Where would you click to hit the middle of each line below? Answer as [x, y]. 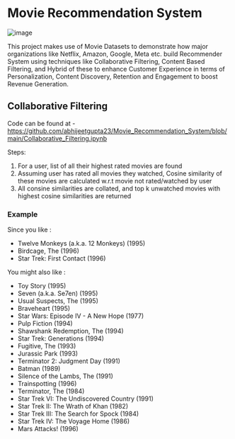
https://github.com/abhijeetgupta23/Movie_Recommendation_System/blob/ [117, 131]
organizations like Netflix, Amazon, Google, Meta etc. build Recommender [115, 54]
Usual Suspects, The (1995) [58, 301]
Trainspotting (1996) [47, 384]
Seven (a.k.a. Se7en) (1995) [58, 293]
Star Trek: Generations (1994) [61, 338]
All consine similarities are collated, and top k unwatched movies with [119, 188]
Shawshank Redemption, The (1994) [70, 331]
